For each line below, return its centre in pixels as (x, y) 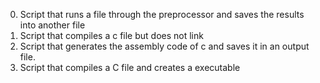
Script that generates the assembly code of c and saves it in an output (164, 46)
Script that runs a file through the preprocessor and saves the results (162, 14)
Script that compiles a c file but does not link (111, 35)
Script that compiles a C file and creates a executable (130, 67)
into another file (52, 25)
